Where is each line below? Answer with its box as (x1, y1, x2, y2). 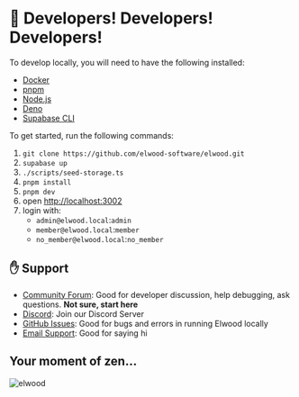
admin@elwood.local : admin (35, 214, 132, 225)
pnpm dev (22, 187, 56, 196)
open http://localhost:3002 (22, 195, 122, 206)
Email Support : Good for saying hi (22, 328, 148, 338)
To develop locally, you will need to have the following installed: (9, 57, 245, 68)
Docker (22, 74, 50, 85)
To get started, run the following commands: (9, 130, 174, 140)
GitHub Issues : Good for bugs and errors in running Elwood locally (22, 318, 268, 329)
